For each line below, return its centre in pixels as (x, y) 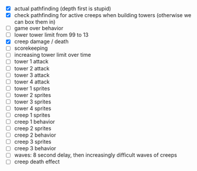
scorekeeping (31, 48)
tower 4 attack (32, 82)
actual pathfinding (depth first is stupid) (63, 9)
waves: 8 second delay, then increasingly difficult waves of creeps (96, 155)
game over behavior (39, 28)
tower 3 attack (32, 75)
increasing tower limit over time (53, 55)
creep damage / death (41, 41)
